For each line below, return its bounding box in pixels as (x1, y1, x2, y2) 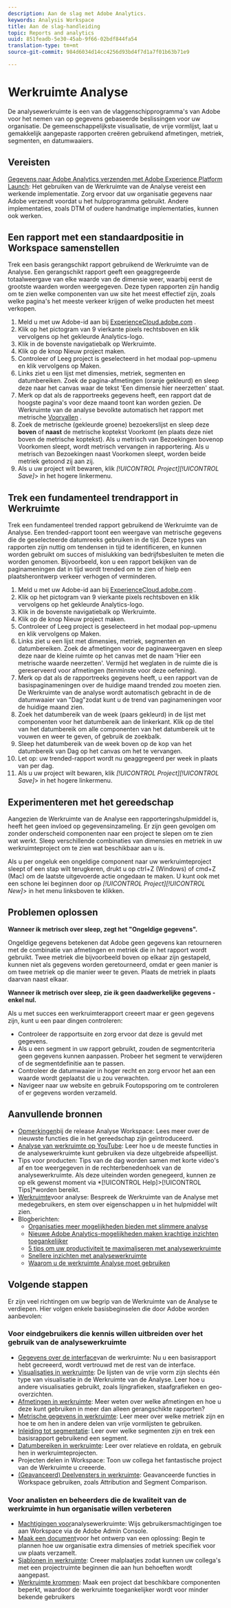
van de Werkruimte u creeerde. (17, 1463, 107, 1471)
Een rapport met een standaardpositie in (8, 232, 184, 244)
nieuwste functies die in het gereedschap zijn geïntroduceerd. (17, 1134, 195, 1142)
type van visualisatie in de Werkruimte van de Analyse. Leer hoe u (17, 1375, 206, 1384)
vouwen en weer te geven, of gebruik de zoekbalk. (17, 732, 162, 741)
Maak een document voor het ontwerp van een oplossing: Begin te (17, 1534, 206, 1542)
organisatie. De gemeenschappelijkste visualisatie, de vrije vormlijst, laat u (8, 121, 219, 130)
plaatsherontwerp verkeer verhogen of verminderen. (8, 572, 157, 580)
